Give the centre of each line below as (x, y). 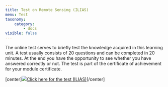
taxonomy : (16, 19)
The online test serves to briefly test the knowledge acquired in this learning (84, 48)
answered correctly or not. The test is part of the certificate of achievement (83, 64)
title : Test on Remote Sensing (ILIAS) (47, 10)
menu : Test (17, 15)
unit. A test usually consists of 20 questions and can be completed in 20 (80, 53)
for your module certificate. (33, 69)
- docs (30, 29)
